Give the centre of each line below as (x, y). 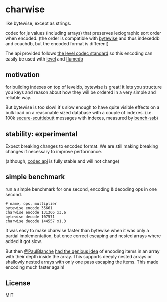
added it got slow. (24, 241)
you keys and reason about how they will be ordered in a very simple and (81, 92)
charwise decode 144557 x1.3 (36, 221)
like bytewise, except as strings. (38, 23)
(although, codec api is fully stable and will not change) (62, 161)
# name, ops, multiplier (31, 204)
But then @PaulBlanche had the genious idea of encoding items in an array (82, 251)
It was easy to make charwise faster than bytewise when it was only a (77, 231)
